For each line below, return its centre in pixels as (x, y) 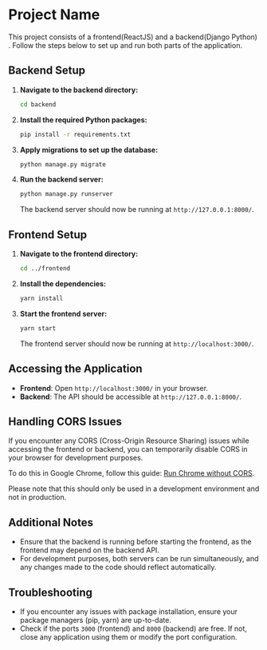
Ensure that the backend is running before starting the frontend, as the (136, 542)
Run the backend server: (61, 179)
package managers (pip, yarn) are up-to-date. (95, 620)
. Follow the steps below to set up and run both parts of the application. (126, 45)
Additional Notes (51, 522)
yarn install (41, 298)
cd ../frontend (45, 269)
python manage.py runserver (66, 194)
